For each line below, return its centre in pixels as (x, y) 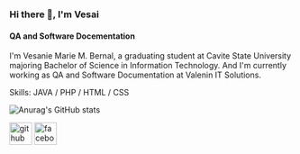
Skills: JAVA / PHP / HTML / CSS (69, 93)
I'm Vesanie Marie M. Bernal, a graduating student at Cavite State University (150, 56)
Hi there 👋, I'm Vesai (54, 14)
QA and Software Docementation (72, 36)
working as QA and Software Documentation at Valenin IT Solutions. (135, 75)
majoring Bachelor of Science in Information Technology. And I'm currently (148, 66)
